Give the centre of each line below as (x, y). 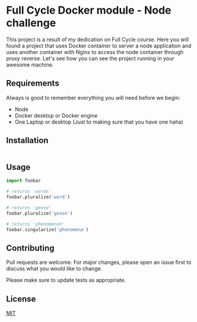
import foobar (24, 181)
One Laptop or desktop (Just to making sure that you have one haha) (99, 122)
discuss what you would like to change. (54, 269)
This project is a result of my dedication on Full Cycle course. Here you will (97, 39)
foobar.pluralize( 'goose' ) (39, 213)
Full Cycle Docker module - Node (89, 10)
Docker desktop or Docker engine (56, 115)
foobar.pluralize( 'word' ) (38, 197)
